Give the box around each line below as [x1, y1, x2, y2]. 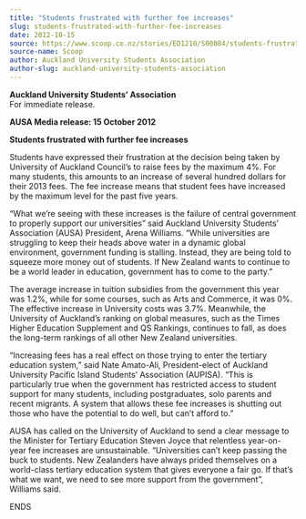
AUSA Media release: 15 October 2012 [9, 116, 157, 127]
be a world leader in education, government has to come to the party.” [9, 266, 273, 277]
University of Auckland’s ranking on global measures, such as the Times [9, 312, 280, 323]
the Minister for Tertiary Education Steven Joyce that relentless [9, 434, 247, 446]
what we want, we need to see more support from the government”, [9, 473, 264, 484]
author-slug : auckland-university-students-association [9, 65, 226, 74]
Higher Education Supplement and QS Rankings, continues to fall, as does [9, 322, 287, 333]
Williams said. [9, 483, 62, 494]
